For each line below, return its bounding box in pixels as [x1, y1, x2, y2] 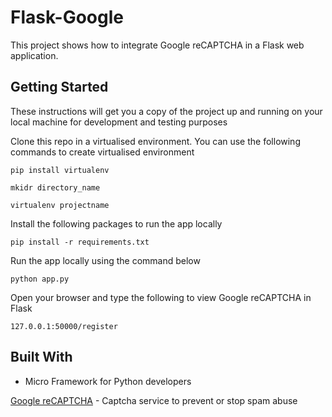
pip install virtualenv [10, 165, 110, 175]
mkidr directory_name [10, 182, 101, 193]
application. [10, 49, 59, 61]
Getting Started [10, 79, 109, 96]
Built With [10, 349, 73, 366]
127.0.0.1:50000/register [10, 321, 118, 331]
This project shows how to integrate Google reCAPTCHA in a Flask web [10, 39, 305, 51]
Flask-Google [10, 6, 125, 29]
